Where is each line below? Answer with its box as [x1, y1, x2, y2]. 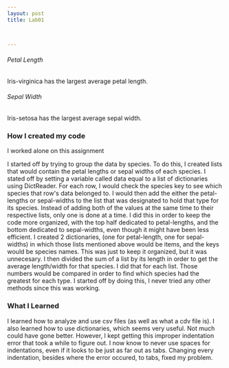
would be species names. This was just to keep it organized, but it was [7, 248, 208, 256]
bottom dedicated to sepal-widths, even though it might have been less [7, 226, 210, 234]
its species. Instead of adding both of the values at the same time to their [7, 204, 215, 212]
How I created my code [7, 131, 86, 141]
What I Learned [7, 301, 60, 311]
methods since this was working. [7, 284, 101, 292]
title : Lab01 [7, 16, 45, 23]
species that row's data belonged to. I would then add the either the [7, 189, 199, 198]
